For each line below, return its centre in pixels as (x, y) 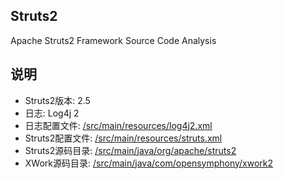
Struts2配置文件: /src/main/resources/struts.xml (123, 138)
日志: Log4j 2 (52, 113)
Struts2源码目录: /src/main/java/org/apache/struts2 (130, 150)
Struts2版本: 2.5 (57, 100)
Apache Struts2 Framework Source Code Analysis (113, 40)
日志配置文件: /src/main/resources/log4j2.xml (118, 125)
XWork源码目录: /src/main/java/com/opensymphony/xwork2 (149, 163)
